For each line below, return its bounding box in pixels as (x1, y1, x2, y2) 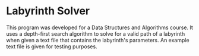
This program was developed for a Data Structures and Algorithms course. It (6, 24, 193, 31)
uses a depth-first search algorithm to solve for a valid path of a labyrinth (6, 30, 185, 37)
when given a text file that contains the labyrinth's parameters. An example (6, 36, 189, 43)
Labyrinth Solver (6, 4, 90, 18)
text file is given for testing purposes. (6, 43, 97, 50)
